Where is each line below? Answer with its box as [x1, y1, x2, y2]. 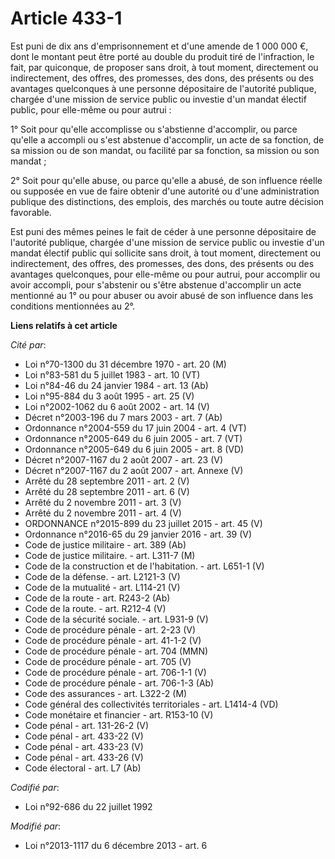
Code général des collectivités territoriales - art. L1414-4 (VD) [24, 698, 279, 710]
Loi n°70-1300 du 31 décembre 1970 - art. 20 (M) [24, 358, 227, 370]
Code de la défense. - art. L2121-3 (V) [24, 570, 181, 582]
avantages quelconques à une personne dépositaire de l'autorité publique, [10, 82, 317, 94]
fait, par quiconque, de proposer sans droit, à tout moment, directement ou [10, 61, 319, 73]
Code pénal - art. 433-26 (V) [24, 751, 144, 763]
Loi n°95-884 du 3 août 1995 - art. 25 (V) [24, 390, 195, 402]
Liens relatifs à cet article [10, 319, 118, 331]
